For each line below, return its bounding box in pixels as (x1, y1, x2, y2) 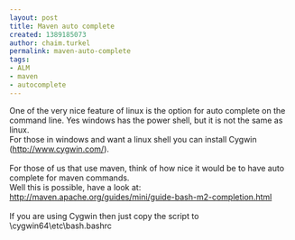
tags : (9, 55, 30, 64)
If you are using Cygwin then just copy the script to (9, 210, 199, 221)
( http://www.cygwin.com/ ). (9, 143, 110, 154)
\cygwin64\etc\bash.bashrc (9, 220, 113, 231)
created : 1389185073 (9, 30, 88, 39)
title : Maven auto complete (9, 22, 115, 31)
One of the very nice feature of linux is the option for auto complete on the (9, 105, 286, 115)
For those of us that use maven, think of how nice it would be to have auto (9, 162, 285, 173)
